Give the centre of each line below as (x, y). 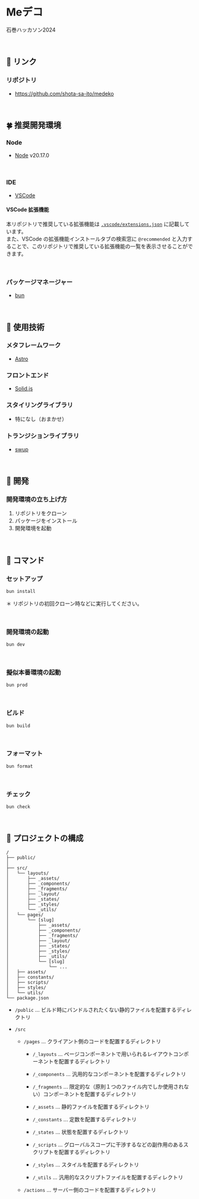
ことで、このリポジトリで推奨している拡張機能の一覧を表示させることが (99, 246)
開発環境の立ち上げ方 (37, 499)
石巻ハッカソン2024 (31, 30)
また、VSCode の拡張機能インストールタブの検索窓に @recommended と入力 (97, 239)
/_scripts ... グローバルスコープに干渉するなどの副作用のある (108, 1144)
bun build (18, 725)
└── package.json (28, 998)
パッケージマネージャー (40, 282)
